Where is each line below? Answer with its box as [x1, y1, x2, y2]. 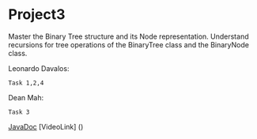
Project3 [8, 6, 66, 24]
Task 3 [8, 108, 30, 116]
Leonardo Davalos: [8, 63, 70, 73]
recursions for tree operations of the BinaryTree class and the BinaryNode [8, 39, 249, 49]
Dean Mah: [8, 92, 44, 102]
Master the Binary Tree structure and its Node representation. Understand [8, 32, 249, 41]
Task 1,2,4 [8, 79, 44, 87]
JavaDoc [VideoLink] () [8, 122, 84, 131]
